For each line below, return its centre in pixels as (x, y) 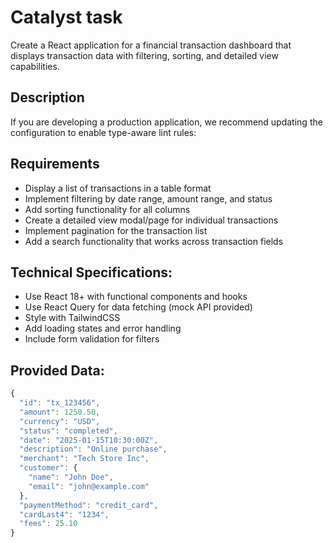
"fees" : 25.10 (48, 524)
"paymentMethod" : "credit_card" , (89, 505)
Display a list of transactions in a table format (118, 188)
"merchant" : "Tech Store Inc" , (84, 459)
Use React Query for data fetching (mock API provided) (138, 307)
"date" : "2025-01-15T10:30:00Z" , (89, 440)
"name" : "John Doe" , (71, 477)
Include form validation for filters (92, 339)
